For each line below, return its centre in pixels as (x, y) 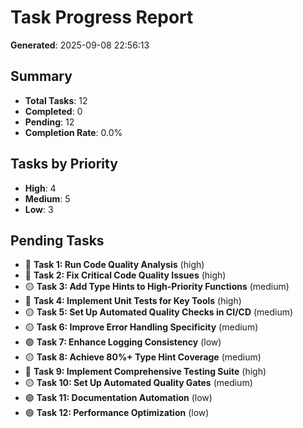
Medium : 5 (47, 198)
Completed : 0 (53, 111)
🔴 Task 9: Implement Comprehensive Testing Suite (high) (145, 372)
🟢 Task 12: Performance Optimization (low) (117, 413)
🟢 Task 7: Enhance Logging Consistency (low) (123, 342)
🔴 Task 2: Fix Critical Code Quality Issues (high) (125, 275)
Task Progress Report (102, 17)
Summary (41, 76)
